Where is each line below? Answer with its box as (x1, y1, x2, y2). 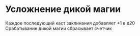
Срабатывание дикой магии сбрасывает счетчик (5, 25, 112, 31)
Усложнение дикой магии (5, 3, 121, 15)
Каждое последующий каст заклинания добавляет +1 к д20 (5, 20, 135, 26)
